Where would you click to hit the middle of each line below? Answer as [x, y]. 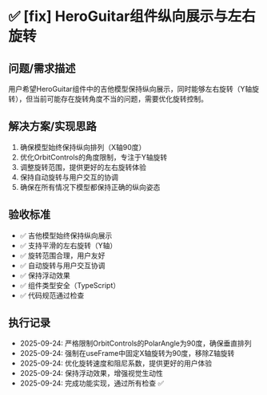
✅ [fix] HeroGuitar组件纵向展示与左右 [132, 16]
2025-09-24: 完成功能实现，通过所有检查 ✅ [92, 383]
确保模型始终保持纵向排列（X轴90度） [83, 147]
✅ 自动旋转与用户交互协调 [62, 265]
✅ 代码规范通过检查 [52, 295]
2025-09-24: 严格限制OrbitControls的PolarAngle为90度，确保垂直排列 [135, 343]
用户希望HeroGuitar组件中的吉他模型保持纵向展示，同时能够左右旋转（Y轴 [130, 89]
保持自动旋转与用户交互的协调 [69, 177]
